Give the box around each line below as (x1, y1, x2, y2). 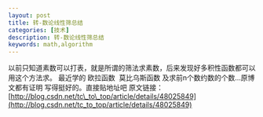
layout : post (8, 11, 51, 20)
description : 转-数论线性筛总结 (8, 33, 104, 42)
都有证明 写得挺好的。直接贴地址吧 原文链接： (14, 83, 163, 93)
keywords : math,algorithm (8, 41, 93, 49)
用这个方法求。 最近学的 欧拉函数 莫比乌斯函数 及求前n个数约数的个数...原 (8, 73, 249, 82)
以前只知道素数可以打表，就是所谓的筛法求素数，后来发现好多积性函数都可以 (8, 64, 256, 73)
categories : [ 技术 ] (8, 26, 70, 34)
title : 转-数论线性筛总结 (8, 19, 84, 27)
